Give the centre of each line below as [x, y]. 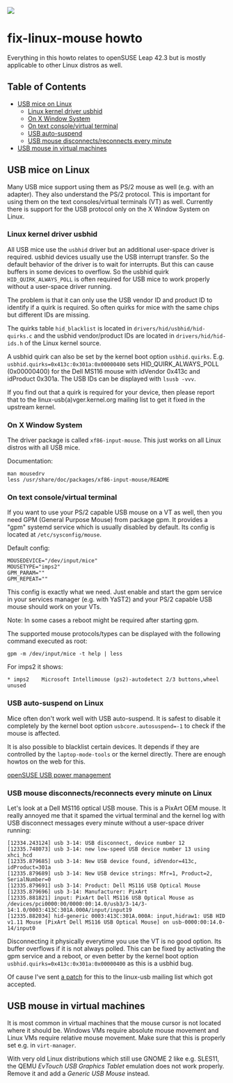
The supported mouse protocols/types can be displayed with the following [114, 634]
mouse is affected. [34, 733]
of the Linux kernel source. [63, 343]
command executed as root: [47, 641]
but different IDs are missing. [49, 315]
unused [17, 686]
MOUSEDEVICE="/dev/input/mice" [53, 561]
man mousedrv [26, 474]
